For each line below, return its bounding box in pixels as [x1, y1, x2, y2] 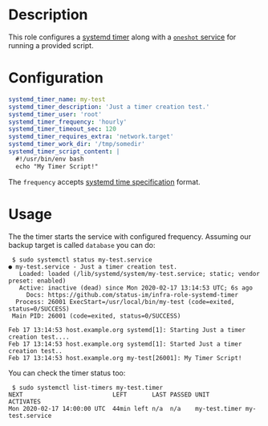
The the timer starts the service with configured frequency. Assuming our [8, 231, 251, 241]
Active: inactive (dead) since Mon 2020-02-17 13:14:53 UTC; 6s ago [18, 283, 253, 292]
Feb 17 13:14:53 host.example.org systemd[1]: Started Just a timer [8, 339, 242, 348]
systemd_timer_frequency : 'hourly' [8, 118, 128, 126]
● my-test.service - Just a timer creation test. [8, 262, 178, 270]
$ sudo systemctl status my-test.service [11, 255, 152, 264]
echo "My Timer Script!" [15, 162, 99, 170]
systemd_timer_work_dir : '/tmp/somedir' [8, 140, 146, 148]
